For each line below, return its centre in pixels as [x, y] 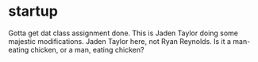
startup [33, 11]
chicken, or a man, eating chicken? [87, 49]
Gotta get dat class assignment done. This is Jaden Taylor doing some [123, 33]
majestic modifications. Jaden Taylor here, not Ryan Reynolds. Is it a [120, 41]
